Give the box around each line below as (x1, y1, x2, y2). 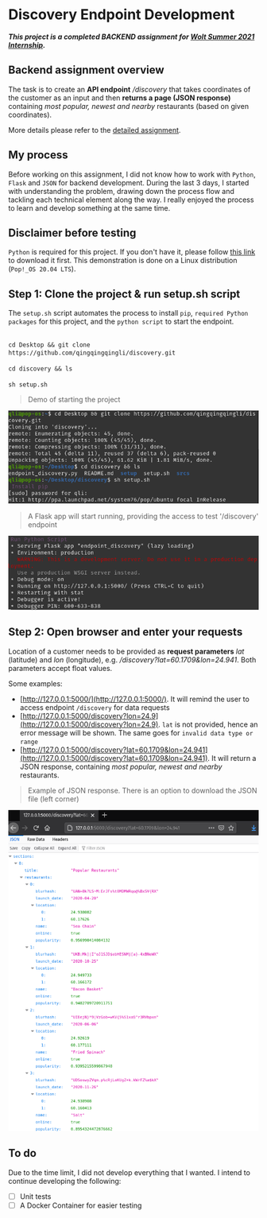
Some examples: (8, 678, 63, 689)
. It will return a (207, 753, 257, 762)
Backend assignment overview (8, 64, 164, 77)
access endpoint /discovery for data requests (19, 702, 170, 712)
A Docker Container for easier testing (19, 1201, 142, 1210)
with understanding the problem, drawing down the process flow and (8, 186, 234, 196)
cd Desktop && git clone (8, 341, 91, 349)
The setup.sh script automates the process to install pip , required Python (8, 308, 249, 318)
